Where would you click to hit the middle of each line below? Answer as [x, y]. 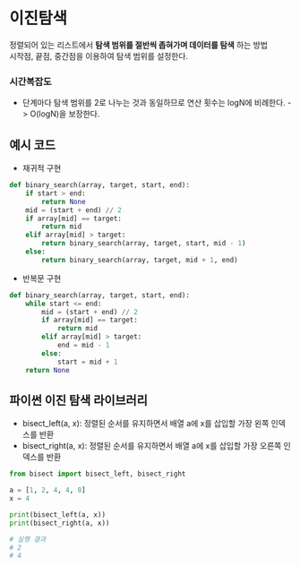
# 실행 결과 [28, 539]
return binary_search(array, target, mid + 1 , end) [140, 260]
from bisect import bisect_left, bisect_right [98, 474]
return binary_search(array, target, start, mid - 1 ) [144, 244]
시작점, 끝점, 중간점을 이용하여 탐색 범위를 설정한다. [99, 56]
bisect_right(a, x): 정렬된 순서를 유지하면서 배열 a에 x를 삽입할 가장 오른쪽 [152, 446]
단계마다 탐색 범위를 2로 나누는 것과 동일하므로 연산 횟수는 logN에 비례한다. [154, 103]
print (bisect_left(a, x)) [57, 515]
